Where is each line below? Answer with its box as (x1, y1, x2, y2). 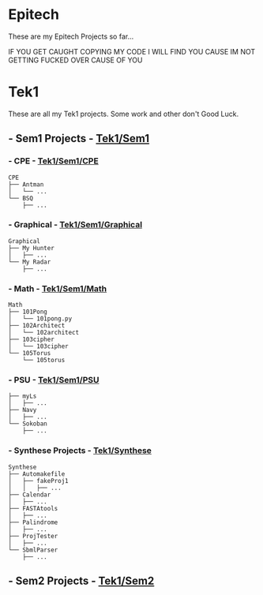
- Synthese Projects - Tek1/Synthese (8, 445, 152, 456)
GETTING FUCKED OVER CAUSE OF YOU (8, 55, 143, 65)
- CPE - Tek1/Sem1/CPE (8, 155, 99, 167)
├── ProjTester (8, 532, 58, 540)
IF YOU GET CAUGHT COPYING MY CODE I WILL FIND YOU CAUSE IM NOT (8, 47, 256, 56)
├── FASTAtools (8, 504, 58, 512)
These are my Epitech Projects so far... (8, 32, 134, 41)
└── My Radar (8, 258, 51, 266)
